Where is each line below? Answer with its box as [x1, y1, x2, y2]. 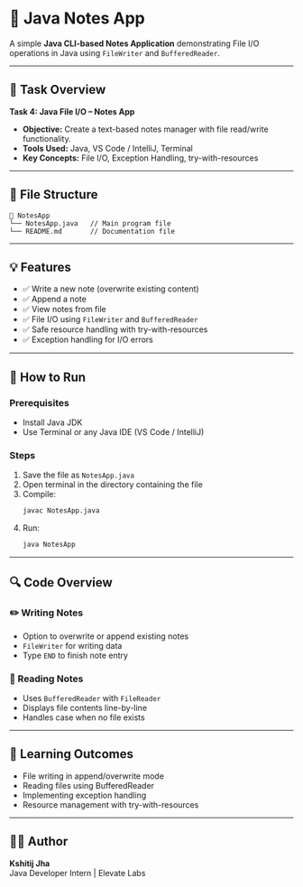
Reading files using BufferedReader [22, 780, 155, 790]
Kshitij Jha [9, 857, 50, 869]
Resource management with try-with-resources [22, 799, 199, 810]
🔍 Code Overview [9, 575, 113, 590]
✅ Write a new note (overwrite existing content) [22, 283, 200, 294]
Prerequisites [9, 396, 69, 409]
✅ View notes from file [22, 304, 106, 315]
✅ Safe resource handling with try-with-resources [22, 324, 208, 335]
